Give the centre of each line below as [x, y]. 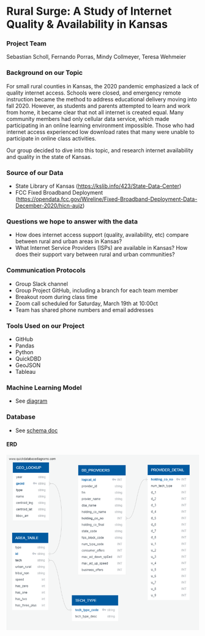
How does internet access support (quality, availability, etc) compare [102, 235]
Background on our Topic [45, 73]
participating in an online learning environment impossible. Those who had [100, 125]
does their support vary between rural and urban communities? [95, 254]
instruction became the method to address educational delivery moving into [102, 99]
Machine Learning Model [44, 387]
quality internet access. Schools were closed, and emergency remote [94, 93]
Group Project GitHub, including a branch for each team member [97, 290]
